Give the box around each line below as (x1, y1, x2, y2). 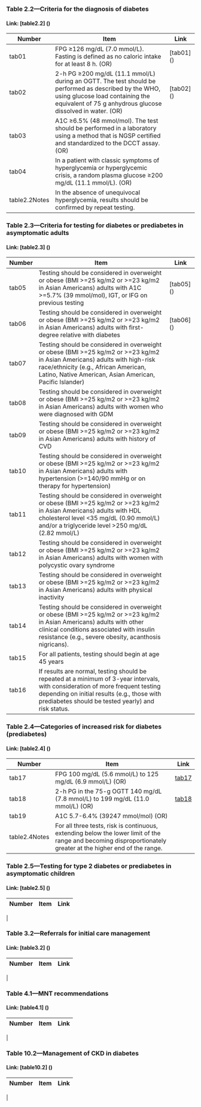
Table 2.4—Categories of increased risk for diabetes (6, 722, 162, 731)
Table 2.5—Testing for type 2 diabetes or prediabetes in (6, 862, 172, 870)
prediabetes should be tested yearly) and (38, 697, 154, 706)
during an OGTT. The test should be (54, 77, 156, 86)
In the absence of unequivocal (54, 188, 141, 197)
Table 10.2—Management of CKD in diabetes (6, 1049, 139, 1057)
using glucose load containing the (54, 92, 151, 100)
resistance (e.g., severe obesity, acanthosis (38, 633, 161, 641)
